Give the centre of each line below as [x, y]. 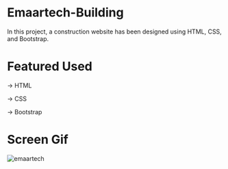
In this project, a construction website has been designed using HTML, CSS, [115, 31]
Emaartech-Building [66, 13]
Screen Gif [38, 140]
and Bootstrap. [28, 38]
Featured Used [50, 67]
